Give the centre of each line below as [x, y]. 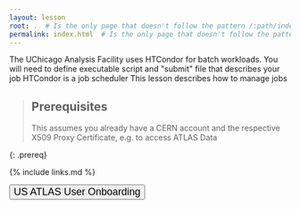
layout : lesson [37, 17]
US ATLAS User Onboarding [77, 192]
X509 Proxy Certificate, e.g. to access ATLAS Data [124, 138]
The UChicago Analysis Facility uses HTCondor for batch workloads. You [144, 60]
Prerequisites [69, 107]
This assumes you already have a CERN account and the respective [156, 128]
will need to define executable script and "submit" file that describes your [145, 69]
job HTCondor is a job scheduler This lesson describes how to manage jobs [148, 79]
